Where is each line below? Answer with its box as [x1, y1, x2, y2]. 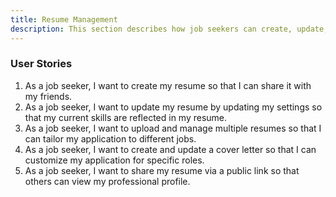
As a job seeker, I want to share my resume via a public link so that [24, 164, 300, 176]
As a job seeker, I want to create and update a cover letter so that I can [24, 143, 317, 155]
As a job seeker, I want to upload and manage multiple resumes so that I [24, 122, 322, 134]
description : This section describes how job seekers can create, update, [10, 24, 329, 34]
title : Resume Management [10, 14, 118, 25]
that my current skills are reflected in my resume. [24, 111, 228, 123]
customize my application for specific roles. [24, 154, 205, 166]
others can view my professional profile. [24, 175, 191, 187]
